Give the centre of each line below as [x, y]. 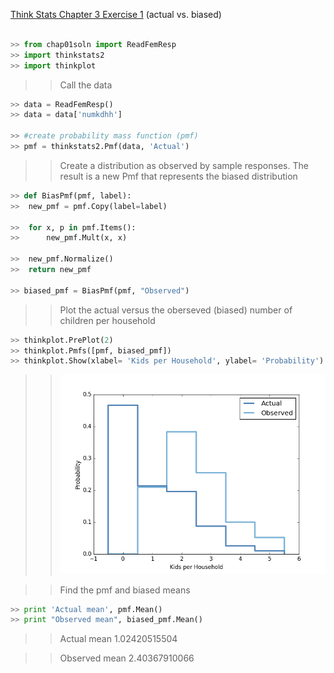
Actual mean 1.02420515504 [118, 639]
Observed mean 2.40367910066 [127, 658]
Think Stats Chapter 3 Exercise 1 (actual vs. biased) [116, 14]
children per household [107, 320]
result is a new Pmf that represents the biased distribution [178, 176]
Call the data [86, 85]
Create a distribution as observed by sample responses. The [184, 165]
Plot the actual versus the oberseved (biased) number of [176, 310]
